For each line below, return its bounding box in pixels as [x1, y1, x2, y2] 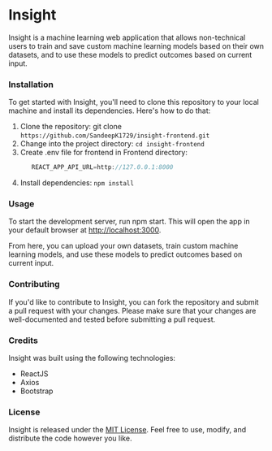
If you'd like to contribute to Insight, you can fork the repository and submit [8, 297, 259, 306]
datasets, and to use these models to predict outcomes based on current [8, 50, 253, 59]
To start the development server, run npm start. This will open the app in [8, 217, 250, 227]
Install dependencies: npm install [19, 178, 134, 188]
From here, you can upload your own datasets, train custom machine [8, 241, 239, 251]
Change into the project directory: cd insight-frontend [19, 139, 205, 149]
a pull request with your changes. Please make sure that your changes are [8, 306, 257, 315]
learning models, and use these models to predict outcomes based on [8, 249, 243, 259]
